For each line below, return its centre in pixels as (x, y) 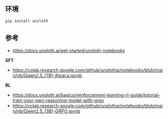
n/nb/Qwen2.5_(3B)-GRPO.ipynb (46, 111)
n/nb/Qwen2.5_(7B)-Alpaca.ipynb (47, 75)
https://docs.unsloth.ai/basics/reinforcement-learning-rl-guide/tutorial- (86, 95)
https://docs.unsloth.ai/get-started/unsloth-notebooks (69, 50)
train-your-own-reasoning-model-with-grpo (58, 100)
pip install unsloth (27, 21)
